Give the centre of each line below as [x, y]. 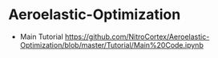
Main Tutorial [42, 37]
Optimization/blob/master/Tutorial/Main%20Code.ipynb [112, 44]
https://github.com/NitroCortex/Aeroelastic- [137, 37]
